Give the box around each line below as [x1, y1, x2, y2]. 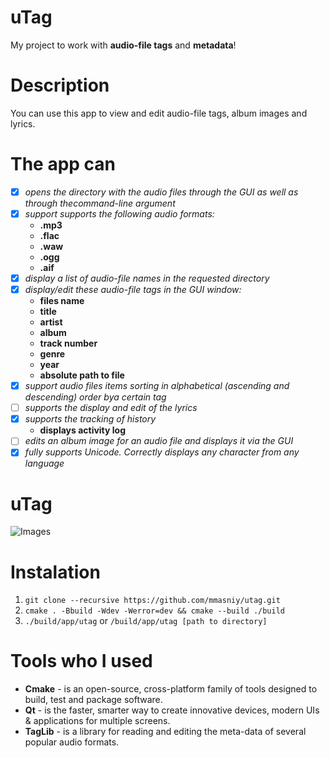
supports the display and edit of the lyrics [24, 402, 198, 414]
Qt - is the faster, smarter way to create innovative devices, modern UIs [24, 704, 320, 716]
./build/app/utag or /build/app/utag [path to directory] [24, 615, 268, 627]
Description [10, 74, 110, 97]
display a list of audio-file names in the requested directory [24, 272, 270, 284]
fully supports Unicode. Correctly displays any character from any [24, 446, 300, 458]
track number [39, 337, 98, 350]
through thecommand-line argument [24, 197, 176, 209]
